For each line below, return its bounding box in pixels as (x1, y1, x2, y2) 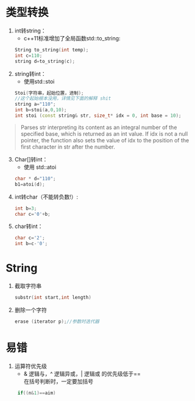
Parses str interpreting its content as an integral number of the (20, 123, 177, 131)
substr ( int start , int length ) (14, 295, 92, 301)
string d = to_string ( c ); (14, 58, 76, 64)
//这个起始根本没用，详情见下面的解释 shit (14, 95, 112, 101)
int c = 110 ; (14, 53, 43, 59)
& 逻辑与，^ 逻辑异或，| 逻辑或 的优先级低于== (23, 370, 141, 377)
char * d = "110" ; (14, 175, 56, 182)
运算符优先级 (14, 362, 47, 370)
